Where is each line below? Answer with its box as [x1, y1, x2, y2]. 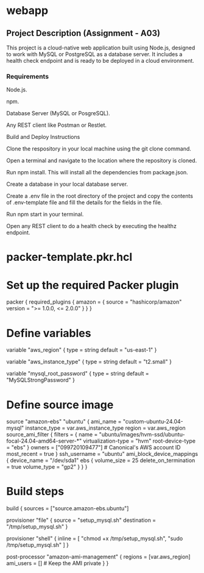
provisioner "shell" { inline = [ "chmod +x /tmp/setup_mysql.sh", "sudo [6, 535, 183, 543]
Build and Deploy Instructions [6, 133, 80, 141]
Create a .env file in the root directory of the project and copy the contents [6, 193, 194, 200]
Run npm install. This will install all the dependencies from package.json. [6, 169, 189, 176]
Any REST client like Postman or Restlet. [6, 121, 107, 129]
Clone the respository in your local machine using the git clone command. [6, 145, 192, 152]
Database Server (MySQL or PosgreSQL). [6, 110, 111, 117]
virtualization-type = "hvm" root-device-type [83, 437, 196, 445]
